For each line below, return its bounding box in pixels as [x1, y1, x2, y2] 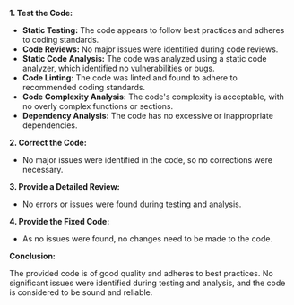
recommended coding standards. [22, 82, 146, 92]
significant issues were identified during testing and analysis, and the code [9, 277, 286, 288]
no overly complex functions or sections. [22, 101, 173, 111]
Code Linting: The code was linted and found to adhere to [22, 72, 238, 83]
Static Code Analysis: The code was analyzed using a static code [22, 54, 267, 64]
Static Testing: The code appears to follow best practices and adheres [22, 25, 285, 35]
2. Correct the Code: [9, 138, 87, 148]
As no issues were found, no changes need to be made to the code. [22, 233, 273, 244]
